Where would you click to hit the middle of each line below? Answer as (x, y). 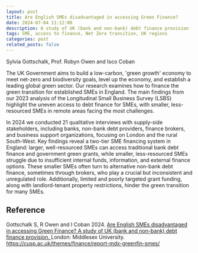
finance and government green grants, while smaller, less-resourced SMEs (97, 153)
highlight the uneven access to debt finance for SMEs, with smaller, (88, 104)
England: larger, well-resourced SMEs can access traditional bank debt (92, 147)
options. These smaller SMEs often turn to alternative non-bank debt (90, 166)
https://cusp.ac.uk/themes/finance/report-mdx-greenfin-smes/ (83, 243)
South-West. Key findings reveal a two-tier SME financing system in (89, 141)
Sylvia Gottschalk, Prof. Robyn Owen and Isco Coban (71, 61)
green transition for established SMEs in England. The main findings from (95, 92)
